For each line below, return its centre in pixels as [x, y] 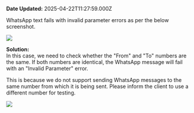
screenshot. [21, 27]
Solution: [18, 49]
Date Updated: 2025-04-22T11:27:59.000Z [59, 9]
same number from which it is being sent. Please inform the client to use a [98, 86]
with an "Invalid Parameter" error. [47, 68]
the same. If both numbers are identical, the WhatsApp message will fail [95, 62]
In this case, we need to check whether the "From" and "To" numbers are [96, 56]
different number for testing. [41, 93]
